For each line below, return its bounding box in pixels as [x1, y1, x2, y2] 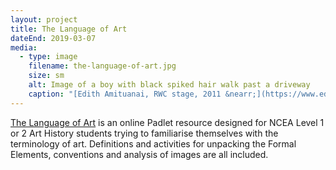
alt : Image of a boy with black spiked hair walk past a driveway [28, 80, 311, 90]
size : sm [28, 71, 65, 81]
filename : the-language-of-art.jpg [28, 61, 177, 71]
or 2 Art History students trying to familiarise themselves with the [10, 127, 279, 139]
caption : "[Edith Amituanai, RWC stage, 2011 [28, 89, 222, 99]
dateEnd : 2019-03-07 [10, 33, 97, 43]
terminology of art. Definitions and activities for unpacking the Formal [10, 137, 297, 150]
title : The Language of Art [10, 24, 128, 34]
